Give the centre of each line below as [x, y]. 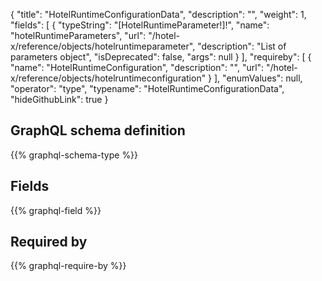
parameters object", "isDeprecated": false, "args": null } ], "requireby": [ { [161, 57]
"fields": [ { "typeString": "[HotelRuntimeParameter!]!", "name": [140, 25]
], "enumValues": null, [258, 78]
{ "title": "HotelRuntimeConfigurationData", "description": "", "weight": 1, [158, 14]
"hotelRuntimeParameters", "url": [78, 35]
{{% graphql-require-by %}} [68, 266]
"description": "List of [242, 46]
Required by [49, 242]
